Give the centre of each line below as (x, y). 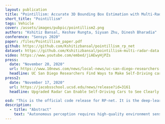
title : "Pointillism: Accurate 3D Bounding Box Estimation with (72, 14)
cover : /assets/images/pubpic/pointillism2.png (55, 28)
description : (18, 105)
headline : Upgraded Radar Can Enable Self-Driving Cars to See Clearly (84, 92)
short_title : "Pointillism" (34, 19)
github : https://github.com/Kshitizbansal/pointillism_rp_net (70, 46)
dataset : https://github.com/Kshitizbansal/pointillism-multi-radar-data (82, 50)
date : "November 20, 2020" (37, 64)
